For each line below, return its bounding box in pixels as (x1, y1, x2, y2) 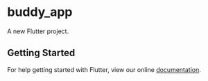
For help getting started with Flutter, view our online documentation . (7, 65, 201, 73)
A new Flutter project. (7, 27, 69, 35)
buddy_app (7, 4, 73, 20)
